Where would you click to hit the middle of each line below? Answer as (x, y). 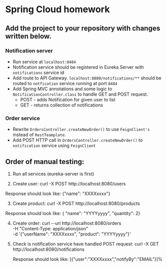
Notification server (29, 50)
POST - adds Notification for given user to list (68, 99)
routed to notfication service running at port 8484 (65, 83)
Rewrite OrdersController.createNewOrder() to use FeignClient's (81, 129)
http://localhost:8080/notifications (48, 249)
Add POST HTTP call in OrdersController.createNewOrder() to (78, 140)
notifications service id (38, 72)
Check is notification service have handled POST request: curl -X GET (86, 244)
